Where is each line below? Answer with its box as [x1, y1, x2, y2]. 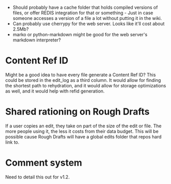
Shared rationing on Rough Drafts [5, 106, 150, 118]
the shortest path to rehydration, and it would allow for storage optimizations [5, 82, 166, 88]
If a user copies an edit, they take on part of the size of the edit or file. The [5, 123, 162, 129]
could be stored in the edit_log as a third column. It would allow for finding [5, 77, 161, 83]
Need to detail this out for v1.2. [5, 174, 70, 180]
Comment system [5, 157, 83, 169]
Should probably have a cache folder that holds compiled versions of [12, 5, 158, 10]
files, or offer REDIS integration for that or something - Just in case [12, 10, 153, 16]
